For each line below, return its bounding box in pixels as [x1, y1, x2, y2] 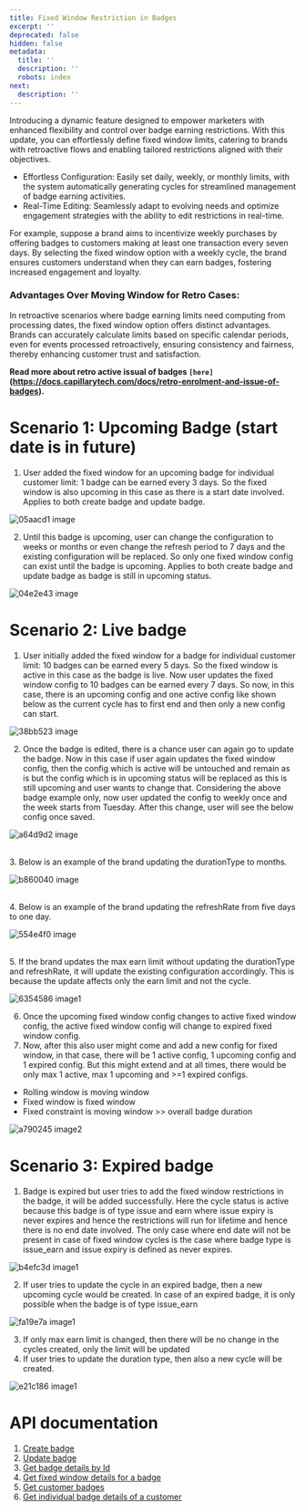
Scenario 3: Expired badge [9, 1155, 214, 1176]
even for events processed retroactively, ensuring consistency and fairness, [9, 338, 294, 349]
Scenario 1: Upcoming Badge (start [9, 417, 279, 438]
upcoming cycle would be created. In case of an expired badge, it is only [22, 1288, 296, 1299]
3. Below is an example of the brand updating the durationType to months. [9, 856, 288, 867]
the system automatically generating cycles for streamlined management [22, 181, 297, 191]
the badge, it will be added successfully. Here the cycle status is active [22, 1195, 290, 1206]
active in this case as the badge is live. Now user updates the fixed [22, 669, 274, 680]
